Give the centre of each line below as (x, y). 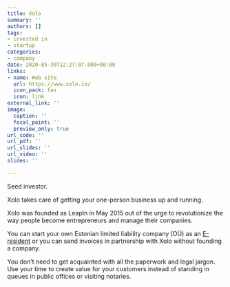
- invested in (28, 39)
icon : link (29, 97)
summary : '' (24, 20)
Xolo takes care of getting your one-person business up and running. (105, 200)
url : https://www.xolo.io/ (52, 84)
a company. (24, 248)
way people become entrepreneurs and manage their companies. (100, 220)
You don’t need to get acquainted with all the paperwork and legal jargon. (111, 262)
